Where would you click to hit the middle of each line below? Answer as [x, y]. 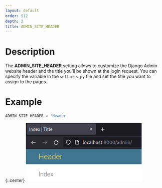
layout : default [22, 11]
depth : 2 [14, 21]
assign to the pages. [26, 82]
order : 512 [17, 16]
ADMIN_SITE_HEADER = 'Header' [37, 116]
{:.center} [15, 180]
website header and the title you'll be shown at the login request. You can [81, 71]
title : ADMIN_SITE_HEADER [32, 27]
